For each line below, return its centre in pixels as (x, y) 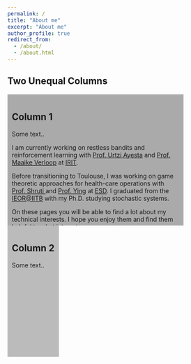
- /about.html (34, 53)
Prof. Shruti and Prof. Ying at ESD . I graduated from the (91, 190)
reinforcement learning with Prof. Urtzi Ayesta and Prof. (91, 155)
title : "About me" (34, 20)
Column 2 (33, 248)
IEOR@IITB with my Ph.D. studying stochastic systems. (91, 198)
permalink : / (26, 14)
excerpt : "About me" (37, 27)
